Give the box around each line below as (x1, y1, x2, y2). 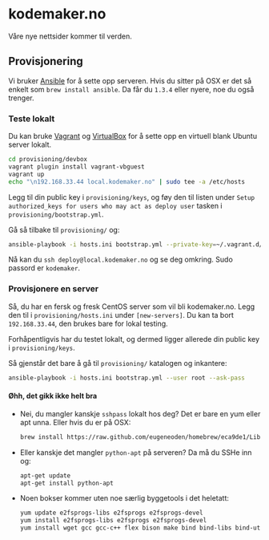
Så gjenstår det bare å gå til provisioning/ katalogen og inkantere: (8, 358, 227, 367)
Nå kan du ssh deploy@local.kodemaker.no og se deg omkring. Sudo (8, 254, 234, 265)
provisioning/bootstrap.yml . (8, 209, 104, 219)
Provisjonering (8, 55, 84, 68)
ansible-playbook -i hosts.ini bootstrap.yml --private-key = (8, 240, 217, 249)
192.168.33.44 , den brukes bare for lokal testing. (8, 319, 168, 328)
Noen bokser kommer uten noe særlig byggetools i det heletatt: (19, 493, 230, 503)
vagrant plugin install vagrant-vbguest (8, 162, 146, 171)
